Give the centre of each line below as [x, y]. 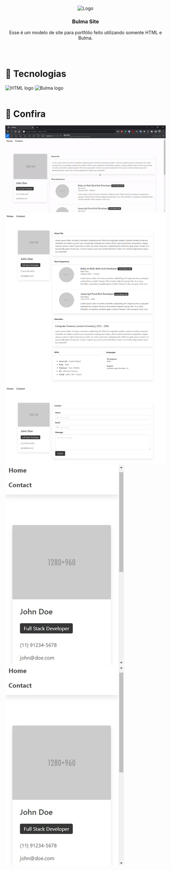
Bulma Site [85, 21]
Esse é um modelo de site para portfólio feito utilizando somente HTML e [85, 33]
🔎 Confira [25, 114]
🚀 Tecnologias [36, 74]
